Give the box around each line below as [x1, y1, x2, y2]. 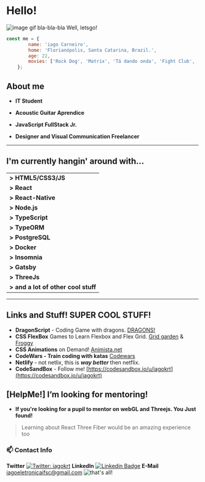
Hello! [6, 4, 37, 18]
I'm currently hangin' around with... [6, 156, 145, 167]
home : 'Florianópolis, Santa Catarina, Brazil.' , [28, 47, 157, 53]
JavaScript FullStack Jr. [15, 121, 77, 128]
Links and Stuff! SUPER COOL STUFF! [6, 310, 151, 321]
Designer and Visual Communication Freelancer [15, 133, 140, 140]
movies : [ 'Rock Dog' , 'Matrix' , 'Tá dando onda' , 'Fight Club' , [28, 59, 195, 65]
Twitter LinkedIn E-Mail [6, 462, 159, 469]
